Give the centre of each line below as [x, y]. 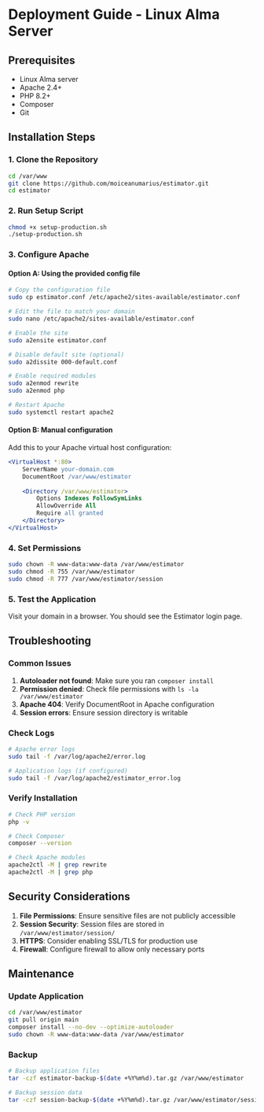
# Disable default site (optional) [66, 355]
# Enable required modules [52, 376]
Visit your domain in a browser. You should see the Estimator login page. [125, 616]
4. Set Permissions [45, 548]
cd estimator [29, 190]
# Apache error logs [42, 749]
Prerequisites [42, 60]
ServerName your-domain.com [68, 469]
